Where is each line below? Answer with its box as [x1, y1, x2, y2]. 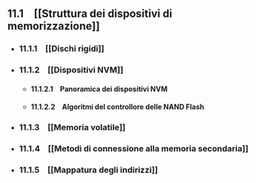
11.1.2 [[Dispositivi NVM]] [18, 64, 124, 75]
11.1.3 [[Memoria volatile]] [18, 122, 126, 133]
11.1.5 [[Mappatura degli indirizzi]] [18, 165, 159, 176]
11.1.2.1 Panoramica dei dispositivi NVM [30, 84, 168, 93]
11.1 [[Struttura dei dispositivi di [7, 7, 173, 21]
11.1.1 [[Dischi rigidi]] [18, 44, 105, 55]
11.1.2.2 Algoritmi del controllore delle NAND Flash [30, 102, 204, 112]
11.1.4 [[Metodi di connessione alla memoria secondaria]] [18, 143, 249, 154]
